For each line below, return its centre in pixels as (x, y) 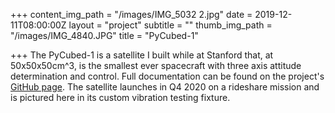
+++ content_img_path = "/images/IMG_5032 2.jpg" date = (131, 14)
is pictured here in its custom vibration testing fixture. (120, 97)
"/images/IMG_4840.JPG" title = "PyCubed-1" (104, 35)
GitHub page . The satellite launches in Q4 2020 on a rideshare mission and (165, 87)
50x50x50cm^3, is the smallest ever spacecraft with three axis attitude (156, 65)
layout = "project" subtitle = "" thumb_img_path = (170, 25)
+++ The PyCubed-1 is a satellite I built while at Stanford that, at (142, 55)
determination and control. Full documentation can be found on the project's (167, 76)
